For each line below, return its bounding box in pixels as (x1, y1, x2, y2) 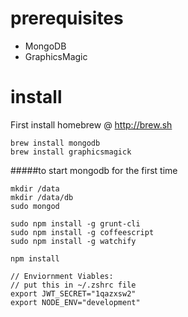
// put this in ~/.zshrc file (10, 280, 137, 290)
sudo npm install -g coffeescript (10, 227, 155, 237)
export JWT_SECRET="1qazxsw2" (10, 288, 137, 299)
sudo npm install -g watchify (10, 236, 137, 246)
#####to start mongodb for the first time (10, 164, 178, 176)
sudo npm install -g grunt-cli (10, 218, 141, 229)
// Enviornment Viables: (10, 271, 114, 281)
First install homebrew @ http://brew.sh (10, 118, 173, 131)
